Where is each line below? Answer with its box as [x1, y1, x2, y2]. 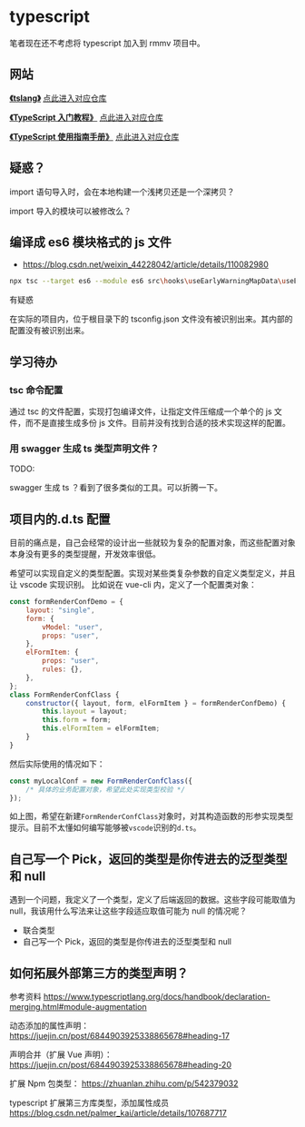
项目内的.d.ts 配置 [9, 511, 111, 527]
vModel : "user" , [42, 622, 103, 632]
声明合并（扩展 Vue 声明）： [9, 1049, 113, 1060]
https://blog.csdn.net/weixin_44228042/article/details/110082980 [22, 259, 270, 270]
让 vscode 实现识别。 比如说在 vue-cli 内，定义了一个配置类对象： [9, 579, 257, 590]
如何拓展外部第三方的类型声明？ [9, 965, 189, 981]
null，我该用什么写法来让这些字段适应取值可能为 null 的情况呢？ [9, 905, 248, 916]
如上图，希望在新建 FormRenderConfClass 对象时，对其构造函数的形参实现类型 [9, 811, 294, 822]
